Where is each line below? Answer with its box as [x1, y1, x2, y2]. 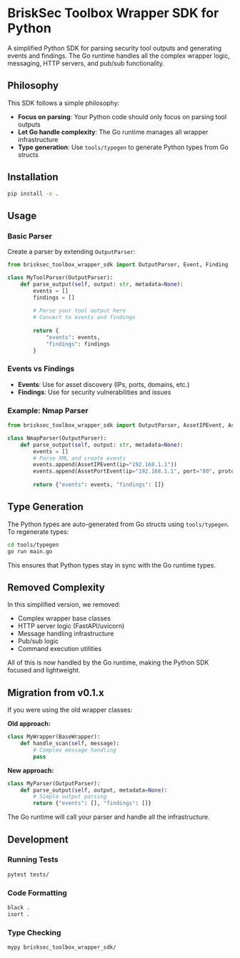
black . [7, 904, 31, 912]
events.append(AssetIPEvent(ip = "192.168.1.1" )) [33, 461, 177, 468]
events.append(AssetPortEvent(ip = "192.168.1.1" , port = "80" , [33, 468, 216, 475]
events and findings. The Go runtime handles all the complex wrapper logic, [7, 51, 231, 60]
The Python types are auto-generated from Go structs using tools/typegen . [7, 520, 230, 528]
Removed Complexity [7, 581, 105, 593]
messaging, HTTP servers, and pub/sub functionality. [7, 59, 165, 67]
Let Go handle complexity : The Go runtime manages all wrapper [17, 127, 209, 136]
